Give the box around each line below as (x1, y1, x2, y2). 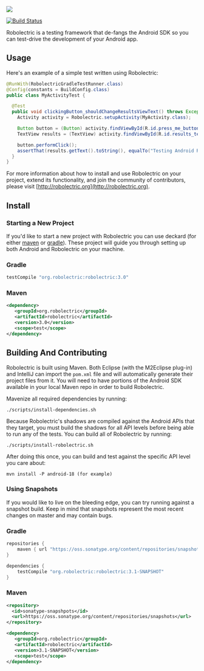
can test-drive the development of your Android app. (6, 35, 138, 43)
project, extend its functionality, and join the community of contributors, (6, 176, 186, 184)
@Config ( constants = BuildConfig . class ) (6, 86, 110, 92)
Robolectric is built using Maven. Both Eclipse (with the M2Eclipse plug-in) (6, 363, 193, 371)
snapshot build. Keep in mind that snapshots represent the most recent (6, 505, 184, 512)
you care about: (6, 459, 46, 466)
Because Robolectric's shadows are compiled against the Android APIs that (6, 417, 195, 425)
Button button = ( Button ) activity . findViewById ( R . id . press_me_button (17, 125, 200, 132)
